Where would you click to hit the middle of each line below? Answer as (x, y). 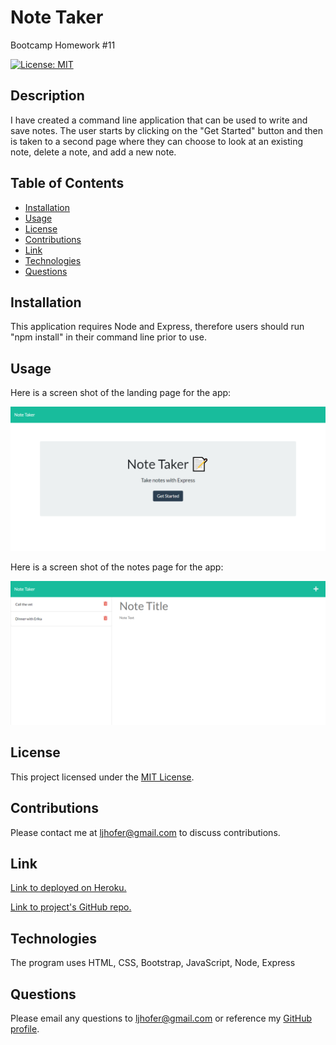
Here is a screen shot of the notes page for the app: (117, 567)
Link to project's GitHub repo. (71, 907)
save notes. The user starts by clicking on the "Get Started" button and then (166, 130)
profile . (25, 1028)
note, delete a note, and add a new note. (93, 152)
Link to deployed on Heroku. (68, 888)
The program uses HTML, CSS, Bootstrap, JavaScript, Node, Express (153, 963)
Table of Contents (67, 183)
